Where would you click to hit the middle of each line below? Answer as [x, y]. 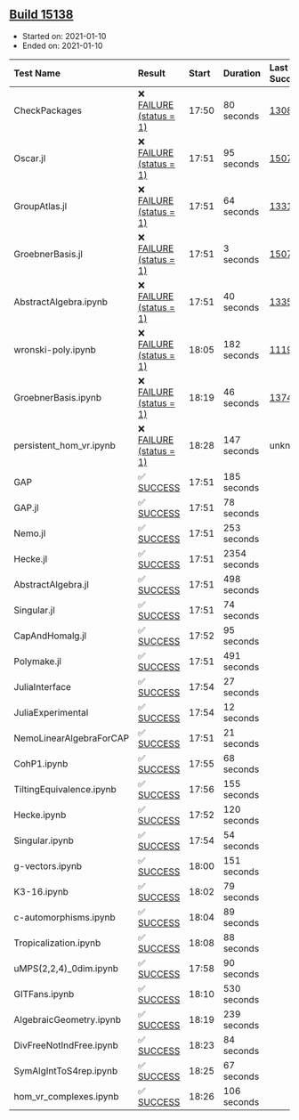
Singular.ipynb [44, 840]
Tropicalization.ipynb [57, 943]
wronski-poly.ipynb [55, 349]
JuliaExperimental [51, 712]
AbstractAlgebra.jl [51, 584]
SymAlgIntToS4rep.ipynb [66, 1070]
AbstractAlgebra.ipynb [61, 302]
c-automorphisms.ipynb [65, 917]
